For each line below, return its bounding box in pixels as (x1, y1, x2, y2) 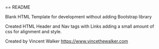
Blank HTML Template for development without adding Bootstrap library (5, 14, 152, 19)
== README (5, 4, 31, 10)
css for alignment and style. (5, 29, 62, 34)
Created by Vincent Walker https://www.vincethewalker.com (5, 38, 128, 44)
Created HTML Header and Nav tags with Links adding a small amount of (5, 23, 155, 29)
